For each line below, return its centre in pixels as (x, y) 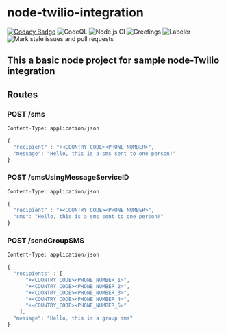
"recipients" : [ (38, 274)
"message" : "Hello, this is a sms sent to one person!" (95, 153)
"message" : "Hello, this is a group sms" (73, 318)
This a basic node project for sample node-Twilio (113, 61)
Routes (23, 94)
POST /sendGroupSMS (46, 240)
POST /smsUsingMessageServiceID (68, 178)
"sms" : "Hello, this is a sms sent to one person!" (89, 217)
